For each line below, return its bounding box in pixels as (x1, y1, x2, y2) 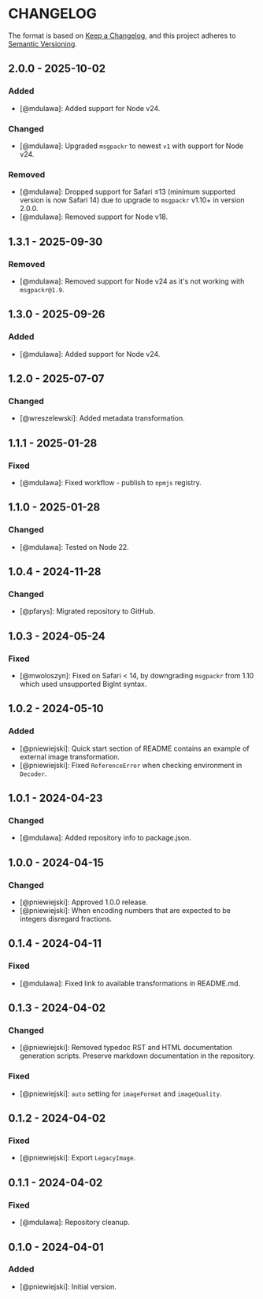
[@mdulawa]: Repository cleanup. (19, 1218, 130, 1227)
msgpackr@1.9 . (19, 284, 65, 294)
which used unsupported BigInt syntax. (19, 679, 147, 689)
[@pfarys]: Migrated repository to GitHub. (19, 607, 156, 616)
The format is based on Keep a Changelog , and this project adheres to (8, 31, 236, 40)
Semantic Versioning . (8, 39, 77, 48)
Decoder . (19, 769, 47, 778)
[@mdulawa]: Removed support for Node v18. (19, 212, 168, 221)
